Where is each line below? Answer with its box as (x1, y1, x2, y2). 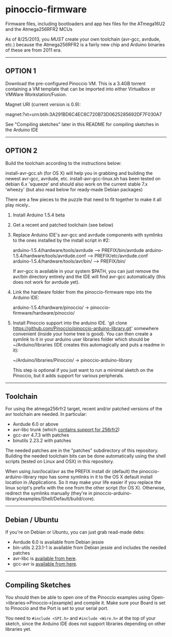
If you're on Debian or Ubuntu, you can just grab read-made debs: (5, 529, 145, 535)
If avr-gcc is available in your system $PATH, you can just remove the (12, 268, 160, 274)
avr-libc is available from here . (12, 555, 77, 561)
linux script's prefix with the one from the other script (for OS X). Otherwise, (5, 485, 166, 491)
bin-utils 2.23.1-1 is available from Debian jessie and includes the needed (12, 544, 166, 551)
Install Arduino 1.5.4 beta (12, 212, 65, 218)
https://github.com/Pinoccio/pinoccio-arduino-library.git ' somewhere (12, 325, 159, 331)
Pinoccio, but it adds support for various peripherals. (12, 372, 124, 378)
